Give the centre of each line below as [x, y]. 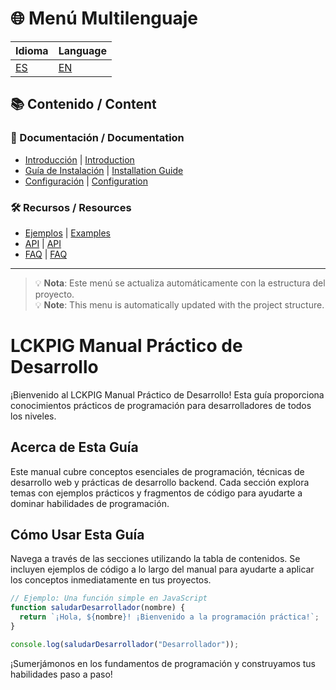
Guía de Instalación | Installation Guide [104, 170]
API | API [43, 243]
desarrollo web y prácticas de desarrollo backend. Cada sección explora [160, 482]
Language [82, 50]
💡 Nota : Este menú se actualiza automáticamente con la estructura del [180, 283]
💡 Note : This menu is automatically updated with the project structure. [179, 304]
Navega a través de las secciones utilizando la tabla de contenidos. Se [155, 559]
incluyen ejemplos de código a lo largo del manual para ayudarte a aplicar [162, 569]
